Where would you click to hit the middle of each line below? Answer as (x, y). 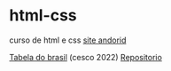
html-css (43, 16)
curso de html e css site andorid (68, 40)
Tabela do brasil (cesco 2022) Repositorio (85, 57)
